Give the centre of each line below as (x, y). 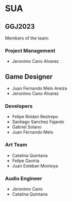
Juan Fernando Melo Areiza (40, 89)
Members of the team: (27, 38)
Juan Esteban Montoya (35, 165)
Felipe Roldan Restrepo (35, 117)
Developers (19, 106)
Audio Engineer (24, 178)
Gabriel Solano (27, 127)
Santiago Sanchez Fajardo (38, 122)
